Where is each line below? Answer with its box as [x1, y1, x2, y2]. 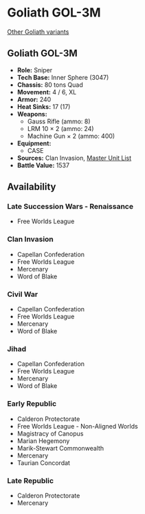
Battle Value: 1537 [16, 161, 70, 169]
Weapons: [16, 110, 47, 118]
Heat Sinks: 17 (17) [16, 102, 71, 111]
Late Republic [7, 475, 54, 485]
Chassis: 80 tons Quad [16, 81, 84, 89]
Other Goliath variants [7, 28, 69, 36]
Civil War [7, 289, 38, 299]
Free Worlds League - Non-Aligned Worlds [16, 422, 139, 430]
